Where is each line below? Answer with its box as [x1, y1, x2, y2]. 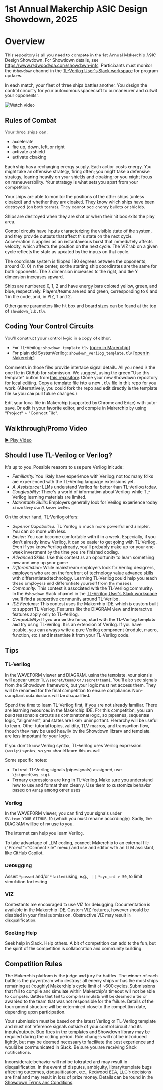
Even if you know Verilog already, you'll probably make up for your [12, 544, 145, 550]
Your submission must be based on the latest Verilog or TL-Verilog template [5, 1018, 156, 1024]
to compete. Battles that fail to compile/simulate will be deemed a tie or [5, 994, 147, 999]
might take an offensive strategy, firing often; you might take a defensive [5, 169, 150, 174]
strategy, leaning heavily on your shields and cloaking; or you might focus [5, 174, 153, 180]
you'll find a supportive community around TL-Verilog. [12, 596, 120, 602]
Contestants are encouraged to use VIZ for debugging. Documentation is [5, 902, 151, 907]
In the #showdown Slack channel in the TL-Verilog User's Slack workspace [12, 591, 157, 597]
